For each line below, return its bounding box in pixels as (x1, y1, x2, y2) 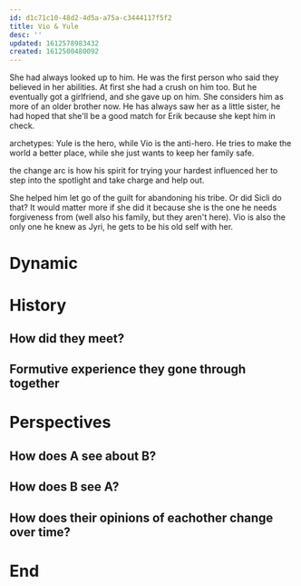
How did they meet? (9, 331, 125, 346)
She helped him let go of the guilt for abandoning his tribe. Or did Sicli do (9, 193, 283, 204)
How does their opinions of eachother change (9, 510, 274, 525)
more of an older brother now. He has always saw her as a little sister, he (9, 101, 281, 112)
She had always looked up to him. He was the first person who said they (9, 72, 279, 83)
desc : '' (9, 30, 43, 39)
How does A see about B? (9, 448, 157, 463)
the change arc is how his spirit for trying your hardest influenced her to (9, 165, 278, 176)
